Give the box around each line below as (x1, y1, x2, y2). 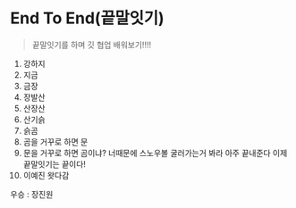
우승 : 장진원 (10, 188, 54, 199)
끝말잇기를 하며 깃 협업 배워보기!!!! (31, 39, 151, 50)
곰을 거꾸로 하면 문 (22, 136, 89, 147)
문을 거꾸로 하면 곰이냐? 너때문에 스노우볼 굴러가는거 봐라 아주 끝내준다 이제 (22, 147, 288, 158)
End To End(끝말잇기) (10, 8, 165, 29)
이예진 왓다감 (22, 170, 70, 180)
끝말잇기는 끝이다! (22, 158, 86, 170)
